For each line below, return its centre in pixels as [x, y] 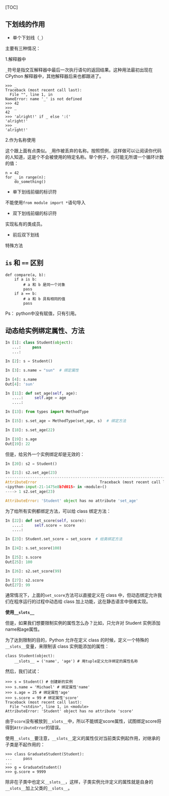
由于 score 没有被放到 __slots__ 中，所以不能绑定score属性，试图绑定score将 [83, 721]
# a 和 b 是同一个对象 [44, 285]
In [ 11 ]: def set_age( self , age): [41, 393]
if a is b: [26, 279]
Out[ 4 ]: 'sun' [20, 384]
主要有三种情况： [23, 48]
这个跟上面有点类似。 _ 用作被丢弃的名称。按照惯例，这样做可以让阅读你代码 [83, 151]
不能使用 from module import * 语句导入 [46, 202]
